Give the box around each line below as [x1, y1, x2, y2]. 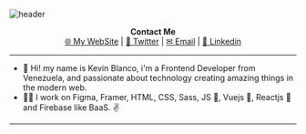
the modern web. [22, 82, 87, 93]
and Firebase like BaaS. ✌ [22, 102, 120, 113]
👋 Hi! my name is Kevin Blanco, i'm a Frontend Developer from [22, 63, 256, 73]
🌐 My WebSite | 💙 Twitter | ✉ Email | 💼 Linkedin [64, 36, 242, 46]
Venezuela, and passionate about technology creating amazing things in [22, 73, 294, 83]
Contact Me [130, 26, 176, 36]
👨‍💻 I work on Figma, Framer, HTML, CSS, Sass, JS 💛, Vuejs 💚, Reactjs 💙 [22, 92, 291, 102]
